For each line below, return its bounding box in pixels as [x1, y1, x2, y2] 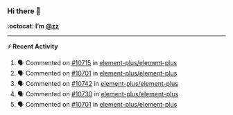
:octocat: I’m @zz [7, 22, 59, 30]
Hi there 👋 [7, 6, 42, 16]
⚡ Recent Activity [7, 42, 58, 51]
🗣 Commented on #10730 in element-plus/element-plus [17, 90, 179, 98]
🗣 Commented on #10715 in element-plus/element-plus [17, 59, 178, 67]
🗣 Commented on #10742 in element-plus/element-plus [17, 80, 179, 88]
